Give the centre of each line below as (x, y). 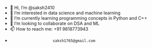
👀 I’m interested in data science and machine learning (65, 13)
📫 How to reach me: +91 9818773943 (49, 29)
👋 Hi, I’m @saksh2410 (32, 8)
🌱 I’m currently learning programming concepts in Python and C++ (78, 18)
